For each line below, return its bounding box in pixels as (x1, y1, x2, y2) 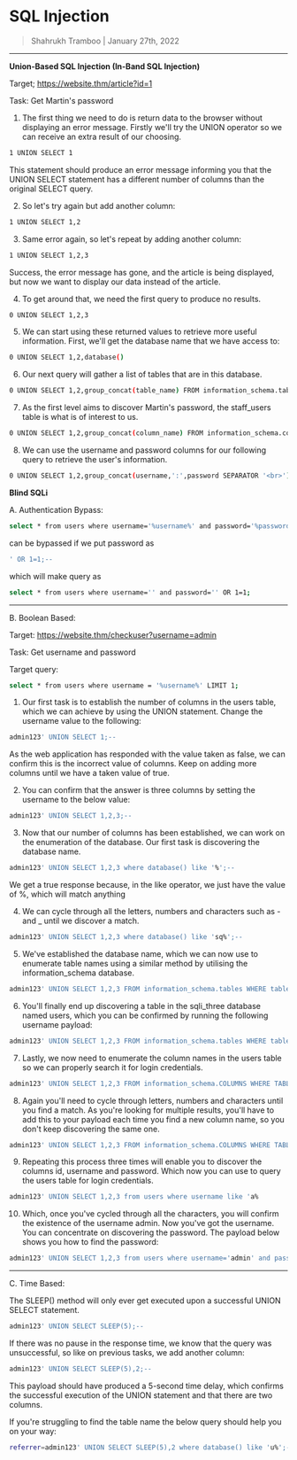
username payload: (21, 1019, 93, 1029)
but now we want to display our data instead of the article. (9, 276, 221, 287)
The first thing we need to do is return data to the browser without (21, 113, 263, 123)
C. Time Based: (9, 1278, 65, 1289)
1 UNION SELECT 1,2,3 (9, 251, 89, 260)
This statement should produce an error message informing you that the (9, 164, 272, 175)
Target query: (9, 664, 59, 674)
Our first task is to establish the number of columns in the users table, (21, 697, 277, 708)
